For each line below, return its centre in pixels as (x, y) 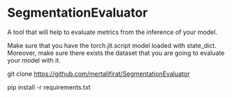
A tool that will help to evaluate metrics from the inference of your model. (113, 32)
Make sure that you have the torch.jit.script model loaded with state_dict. (112, 45)
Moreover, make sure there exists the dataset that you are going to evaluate (116, 53)
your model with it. (34, 60)
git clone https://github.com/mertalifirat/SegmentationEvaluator (99, 74)
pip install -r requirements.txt (49, 87)
